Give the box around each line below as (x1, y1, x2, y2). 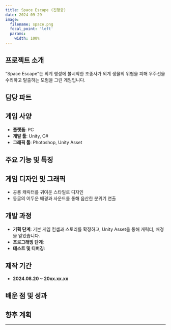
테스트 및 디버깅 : (12, 245, 45, 251)
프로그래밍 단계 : (12, 239, 44, 245)
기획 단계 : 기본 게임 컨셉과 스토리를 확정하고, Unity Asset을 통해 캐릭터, (12, 226, 155, 232)
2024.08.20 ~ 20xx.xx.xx (12, 276, 69, 282)
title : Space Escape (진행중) (5, 7, 66, 13)
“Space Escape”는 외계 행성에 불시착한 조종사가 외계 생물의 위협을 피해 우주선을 (5, 70, 165, 76)
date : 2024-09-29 (5, 12, 42, 17)
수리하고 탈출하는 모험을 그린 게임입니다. (5, 77, 85, 83)
